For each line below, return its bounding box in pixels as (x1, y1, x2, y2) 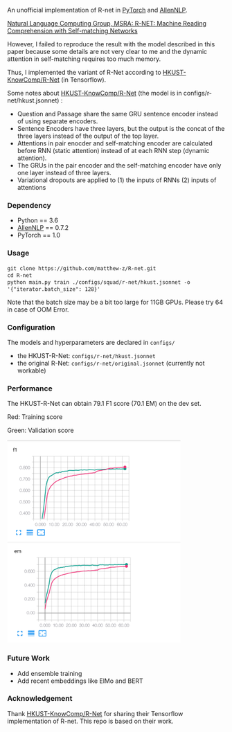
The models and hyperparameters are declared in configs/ (7, 338, 175, 346)
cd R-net (7, 271, 33, 279)
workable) (17, 366, 46, 375)
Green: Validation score (7, 426, 74, 435)
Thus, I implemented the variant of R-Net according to (7, 69, 161, 76)
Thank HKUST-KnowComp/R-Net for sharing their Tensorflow (7, 709, 184, 717)
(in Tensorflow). (61, 75, 107, 84)
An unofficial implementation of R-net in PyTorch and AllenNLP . (7, 6, 188, 14)
